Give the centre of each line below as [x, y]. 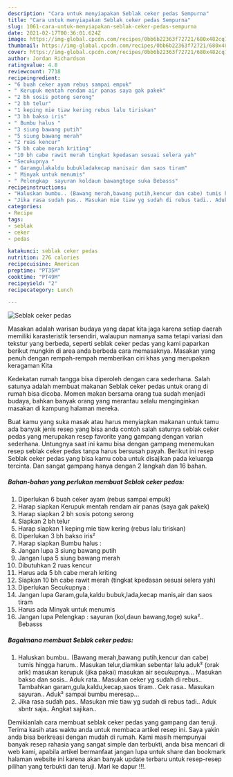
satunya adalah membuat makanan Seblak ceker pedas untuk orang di [108, 386]
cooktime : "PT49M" [34, 277]
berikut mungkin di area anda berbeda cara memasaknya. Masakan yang [112, 351]
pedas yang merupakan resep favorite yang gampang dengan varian [105, 437]
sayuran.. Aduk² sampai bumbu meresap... [78, 694]
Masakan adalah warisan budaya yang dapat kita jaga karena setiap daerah [115, 329]
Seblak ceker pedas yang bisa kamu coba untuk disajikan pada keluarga [111, 459]
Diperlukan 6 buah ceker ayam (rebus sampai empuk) [94, 500]
